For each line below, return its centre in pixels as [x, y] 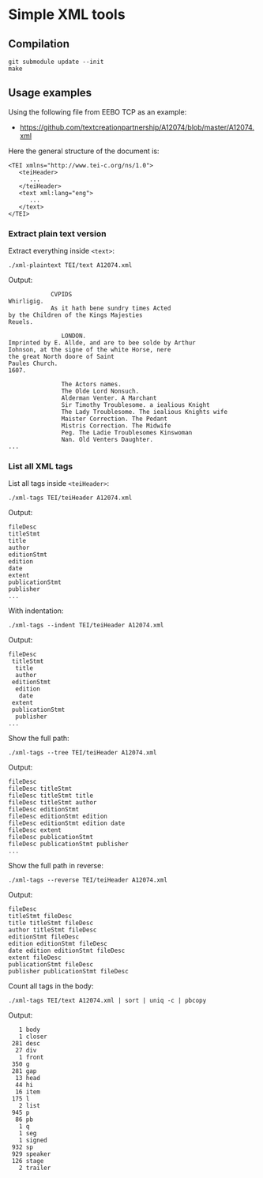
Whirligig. [26, 302]
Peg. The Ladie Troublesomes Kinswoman [127, 433]
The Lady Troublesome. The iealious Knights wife [144, 412]
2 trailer [35, 1168]
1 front [31, 1058]
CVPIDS [61, 295]
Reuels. [21, 322]
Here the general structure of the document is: [84, 151]
